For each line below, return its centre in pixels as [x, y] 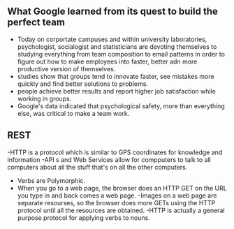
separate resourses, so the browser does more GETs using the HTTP [116, 202]
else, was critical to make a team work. [73, 113]
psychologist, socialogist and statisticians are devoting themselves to [117, 46]
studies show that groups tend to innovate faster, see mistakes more [116, 76]
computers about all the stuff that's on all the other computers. [97, 167]
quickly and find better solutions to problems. [83, 84]
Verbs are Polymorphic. [51, 180]
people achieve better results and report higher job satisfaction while [117, 91]
